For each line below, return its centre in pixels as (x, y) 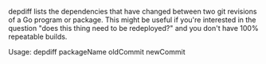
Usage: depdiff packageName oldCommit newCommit (97, 52)
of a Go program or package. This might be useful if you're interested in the (132, 20)
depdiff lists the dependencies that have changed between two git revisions (133, 11)
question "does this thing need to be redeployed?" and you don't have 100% (133, 28)
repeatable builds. (38, 36)
